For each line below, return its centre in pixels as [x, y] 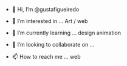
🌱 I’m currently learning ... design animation [67, 33]
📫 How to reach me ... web [46, 57]
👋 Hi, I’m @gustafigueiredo [46, 9]
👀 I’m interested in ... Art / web [50, 21]
